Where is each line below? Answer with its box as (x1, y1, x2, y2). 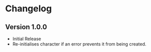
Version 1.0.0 (5, 23, 47, 31)
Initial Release (12, 36, 41, 42)
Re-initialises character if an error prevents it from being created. (12, 41, 146, 47)
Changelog (5, 3, 52, 14)
